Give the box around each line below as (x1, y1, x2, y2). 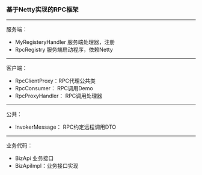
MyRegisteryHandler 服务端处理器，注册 (14, 38, 115, 46)
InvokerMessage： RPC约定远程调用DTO (14, 123, 116, 130)
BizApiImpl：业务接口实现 (14, 162, 79, 170)
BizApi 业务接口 (14, 155, 54, 162)
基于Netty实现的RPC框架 (6, 5, 79, 13)
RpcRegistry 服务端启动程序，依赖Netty (14, 46, 113, 54)
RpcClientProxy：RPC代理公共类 (14, 77, 96, 85)
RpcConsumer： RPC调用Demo (14, 85, 93, 92)
